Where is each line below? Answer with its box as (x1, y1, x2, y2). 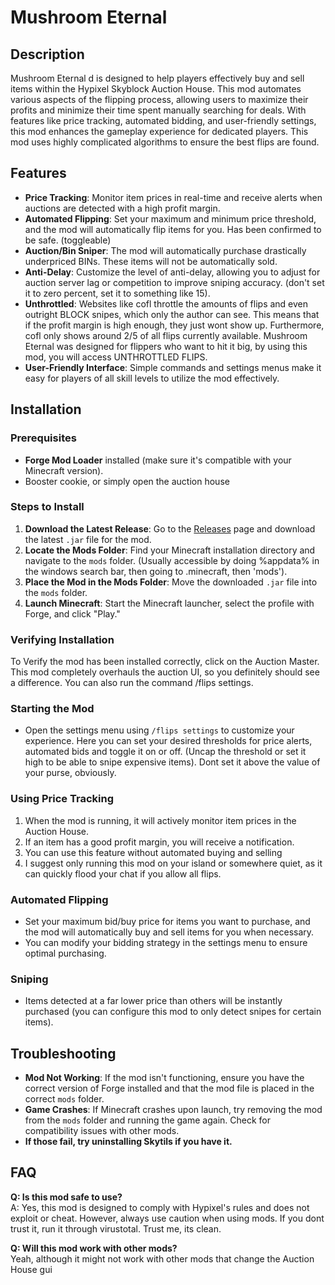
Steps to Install (10, 500, 85, 514)
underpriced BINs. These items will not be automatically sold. (24, 255, 278, 267)
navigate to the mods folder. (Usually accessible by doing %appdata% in (24, 554, 320, 566)
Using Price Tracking (10, 792, 114, 806)
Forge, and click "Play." (24, 607, 121, 620)
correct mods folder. (24, 1093, 105, 1105)
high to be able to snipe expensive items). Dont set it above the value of (24, 756, 321, 768)
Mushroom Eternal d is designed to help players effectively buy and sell (10, 72, 305, 84)
